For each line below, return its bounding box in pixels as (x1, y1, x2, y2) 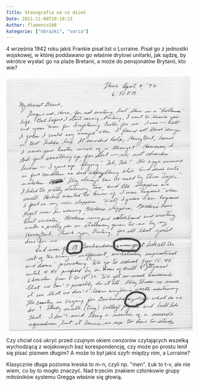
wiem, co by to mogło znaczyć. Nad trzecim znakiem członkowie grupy (6, 367, 180, 374)
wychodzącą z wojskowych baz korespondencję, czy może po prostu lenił (6, 343, 188, 350)
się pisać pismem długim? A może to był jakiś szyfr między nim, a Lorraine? (6, 349, 191, 356)
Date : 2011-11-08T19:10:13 (6, 15, 73, 22)
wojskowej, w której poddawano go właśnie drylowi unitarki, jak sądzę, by (6, 52, 187, 59)
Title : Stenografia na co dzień (6, 9, 86, 15)
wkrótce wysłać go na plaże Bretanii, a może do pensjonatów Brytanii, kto (6, 58, 187, 65)
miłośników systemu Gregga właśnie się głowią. (6, 374, 123, 381)
